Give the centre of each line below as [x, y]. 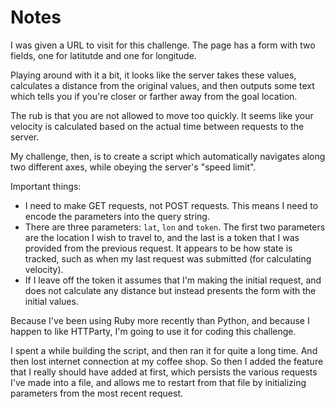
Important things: [46, 186]
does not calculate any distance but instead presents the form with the [170, 290]
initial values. [51, 301]
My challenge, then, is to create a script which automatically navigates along [168, 156]
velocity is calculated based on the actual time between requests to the [157, 126]
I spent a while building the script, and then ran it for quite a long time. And [164, 350]
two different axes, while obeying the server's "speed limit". [133, 167]
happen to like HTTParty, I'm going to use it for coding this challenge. [153, 331]
